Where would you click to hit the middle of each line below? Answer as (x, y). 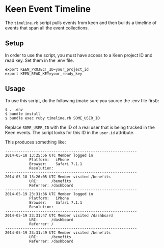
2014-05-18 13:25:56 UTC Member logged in (49, 155)
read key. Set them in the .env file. (40, 60)
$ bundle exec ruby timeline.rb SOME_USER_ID (52, 118)
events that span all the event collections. (47, 28)
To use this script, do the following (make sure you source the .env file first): (82, 100)
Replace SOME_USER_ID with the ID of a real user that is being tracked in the (80, 127)
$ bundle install (23, 114)
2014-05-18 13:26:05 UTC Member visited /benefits (58, 177)
